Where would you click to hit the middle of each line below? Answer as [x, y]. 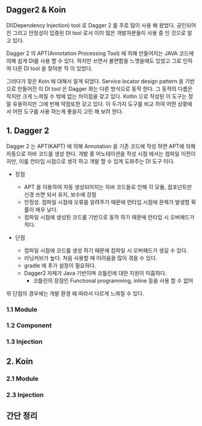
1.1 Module [22, 309]
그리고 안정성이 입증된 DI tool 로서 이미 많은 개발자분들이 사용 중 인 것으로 [99, 33]
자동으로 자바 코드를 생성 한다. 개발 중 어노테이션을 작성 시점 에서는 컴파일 [93, 153]
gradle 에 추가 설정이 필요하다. [60, 265]
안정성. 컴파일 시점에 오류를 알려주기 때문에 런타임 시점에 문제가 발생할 [107, 202]
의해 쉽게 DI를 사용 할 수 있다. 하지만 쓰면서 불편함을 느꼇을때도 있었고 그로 [94, 60]
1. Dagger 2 [28, 131]
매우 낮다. [47, 209]
